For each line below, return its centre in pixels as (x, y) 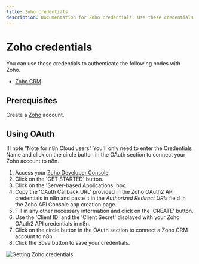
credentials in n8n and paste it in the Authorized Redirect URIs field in (100, 198)
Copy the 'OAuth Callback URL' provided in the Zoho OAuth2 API (94, 192)
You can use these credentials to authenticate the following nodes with (94, 64)
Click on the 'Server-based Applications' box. (71, 185)
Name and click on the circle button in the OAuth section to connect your (96, 155)
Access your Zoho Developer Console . (62, 173)
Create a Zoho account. (35, 115)
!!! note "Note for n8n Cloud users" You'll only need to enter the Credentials (99, 148)
